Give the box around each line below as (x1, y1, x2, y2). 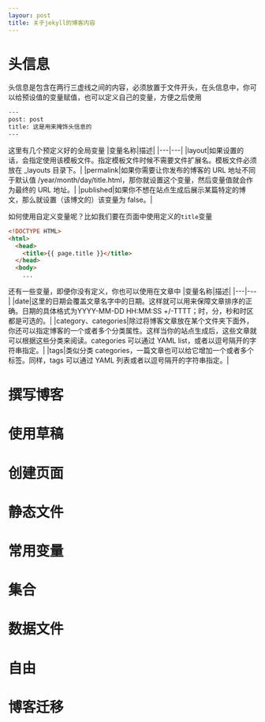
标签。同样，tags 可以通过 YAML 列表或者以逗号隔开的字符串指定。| (8, 355, 230, 365)
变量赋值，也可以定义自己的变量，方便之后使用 (49, 92, 202, 102)
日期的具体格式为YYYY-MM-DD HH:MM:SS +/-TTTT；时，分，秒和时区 (21, 307, 254, 316)
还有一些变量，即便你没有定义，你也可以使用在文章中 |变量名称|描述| (8, 287, 231, 296)
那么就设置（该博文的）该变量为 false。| (21, 195, 153, 204)
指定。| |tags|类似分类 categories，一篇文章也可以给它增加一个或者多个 (21, 346, 255, 355)
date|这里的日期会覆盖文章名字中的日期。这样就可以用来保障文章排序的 (14, 296, 246, 306)
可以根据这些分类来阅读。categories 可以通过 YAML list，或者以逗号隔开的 (8, 336, 250, 345)
